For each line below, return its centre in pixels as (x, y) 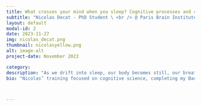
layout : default (26, 23)
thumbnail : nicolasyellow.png (44, 46)
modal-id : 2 (21, 28)
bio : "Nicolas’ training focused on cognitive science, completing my (96, 78)
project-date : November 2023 (42, 56)
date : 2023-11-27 (28, 34)
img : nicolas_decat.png (36, 40)
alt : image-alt (25, 51)
